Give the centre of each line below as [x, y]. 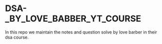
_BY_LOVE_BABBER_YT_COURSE [73, 19]
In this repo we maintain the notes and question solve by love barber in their [81, 32]
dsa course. [17, 37]
